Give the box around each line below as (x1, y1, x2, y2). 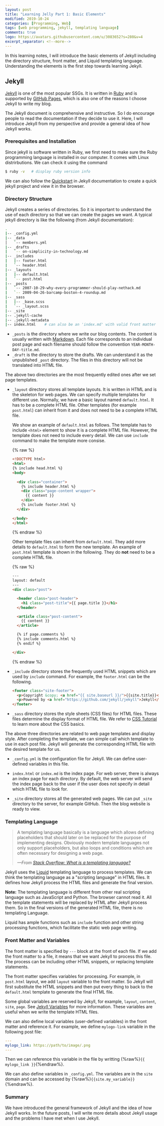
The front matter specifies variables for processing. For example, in (5, 973, 141, 979)
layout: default (12, 578, 45, 583)
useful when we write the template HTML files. (5, 1009, 99, 1015)
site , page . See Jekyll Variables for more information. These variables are (5, 1003, 153, 1009)
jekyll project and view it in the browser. (5, 183, 85, 189)
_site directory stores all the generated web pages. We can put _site (12, 795, 152, 802)
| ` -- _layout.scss (5, 304, 49, 309)
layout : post (5, 7, 32, 12)
